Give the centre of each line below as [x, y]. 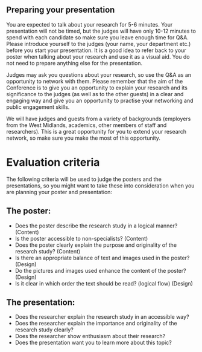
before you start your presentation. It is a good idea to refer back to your [96, 50]
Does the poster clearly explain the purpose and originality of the [96, 245]
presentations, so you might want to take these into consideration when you [100, 185]
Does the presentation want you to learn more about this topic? [93, 343]
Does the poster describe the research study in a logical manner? [96, 226]
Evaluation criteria [53, 162]
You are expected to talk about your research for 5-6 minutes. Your [90, 24]
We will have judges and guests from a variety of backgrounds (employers [99, 119]
